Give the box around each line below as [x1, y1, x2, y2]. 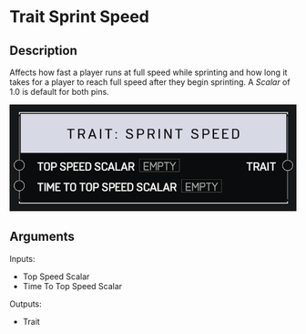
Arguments [9, 229, 76, 245]
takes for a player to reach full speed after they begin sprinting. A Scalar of [9, 77, 291, 88]
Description [9, 43, 77, 58]
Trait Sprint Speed [9, 6, 150, 27]
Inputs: [9, 253, 36, 264]
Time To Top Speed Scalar [22, 280, 123, 291]
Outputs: [9, 298, 43, 309]
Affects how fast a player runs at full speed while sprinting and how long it [9, 67, 288, 78]
